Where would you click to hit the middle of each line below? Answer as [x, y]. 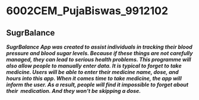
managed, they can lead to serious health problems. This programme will [99, 59]
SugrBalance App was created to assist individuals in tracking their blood [99, 47]
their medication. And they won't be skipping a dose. [74, 91]
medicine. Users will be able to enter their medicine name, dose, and [93, 72]
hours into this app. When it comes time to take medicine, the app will [94, 78]
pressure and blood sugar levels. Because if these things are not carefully [99, 53]
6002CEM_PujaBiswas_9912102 [87, 11]
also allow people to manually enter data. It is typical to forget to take [94, 66]
